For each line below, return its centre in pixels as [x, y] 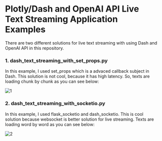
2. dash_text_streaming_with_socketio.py [55, 104]
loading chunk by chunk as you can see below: [52, 81]
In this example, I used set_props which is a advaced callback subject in [77, 71]
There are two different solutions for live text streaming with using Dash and [81, 43]
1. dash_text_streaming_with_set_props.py [56, 61]
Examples [25, 30]
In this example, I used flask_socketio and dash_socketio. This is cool [74, 114]
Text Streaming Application [62, 19]
